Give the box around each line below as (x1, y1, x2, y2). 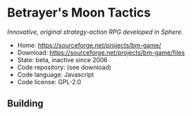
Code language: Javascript (17, 70, 95, 79)
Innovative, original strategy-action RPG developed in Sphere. (7, 28, 184, 36)
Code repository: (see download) (17, 63, 112, 71)
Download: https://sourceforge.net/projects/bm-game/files (17, 48, 185, 57)
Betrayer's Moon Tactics (7, 5, 151, 21)
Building (7, 98, 44, 110)
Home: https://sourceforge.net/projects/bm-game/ (17, 41, 162, 49)
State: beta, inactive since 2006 (17, 55, 108, 64)
